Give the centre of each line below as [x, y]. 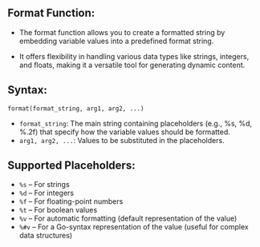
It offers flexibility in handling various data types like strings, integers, [134, 56]
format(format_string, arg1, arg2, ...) [76, 108]
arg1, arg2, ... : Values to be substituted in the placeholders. [122, 140]
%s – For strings [44, 185]
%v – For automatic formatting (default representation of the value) [128, 218]
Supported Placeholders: [71, 166]
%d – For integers [46, 193]
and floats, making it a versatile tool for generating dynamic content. [132, 65]
